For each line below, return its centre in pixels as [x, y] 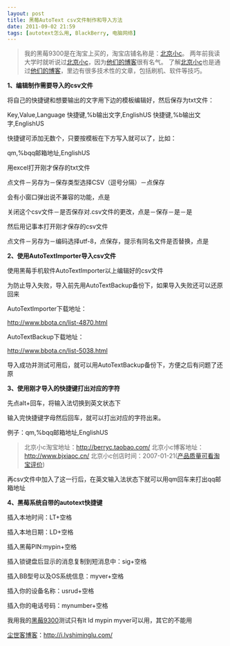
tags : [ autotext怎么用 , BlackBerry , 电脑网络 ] [72, 33]
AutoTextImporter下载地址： [47, 309]
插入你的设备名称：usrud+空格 [51, 591]
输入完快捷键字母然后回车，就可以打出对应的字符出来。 [86, 418]
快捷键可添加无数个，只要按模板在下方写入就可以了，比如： [92, 138]
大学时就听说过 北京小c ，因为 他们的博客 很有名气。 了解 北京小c [113, 62]
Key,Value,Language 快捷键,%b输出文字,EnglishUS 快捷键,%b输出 [101, 115]
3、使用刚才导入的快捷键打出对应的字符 [64, 388]
